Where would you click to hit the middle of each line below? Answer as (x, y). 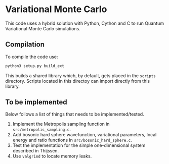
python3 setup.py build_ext (35, 66)
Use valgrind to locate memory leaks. (52, 156)
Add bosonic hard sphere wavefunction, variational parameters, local (85, 135)
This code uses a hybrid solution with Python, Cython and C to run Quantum (85, 23)
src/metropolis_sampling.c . (41, 129)
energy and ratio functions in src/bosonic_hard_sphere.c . (72, 140)
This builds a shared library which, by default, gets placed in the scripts (80, 75)
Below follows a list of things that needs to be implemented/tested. (75, 114)
